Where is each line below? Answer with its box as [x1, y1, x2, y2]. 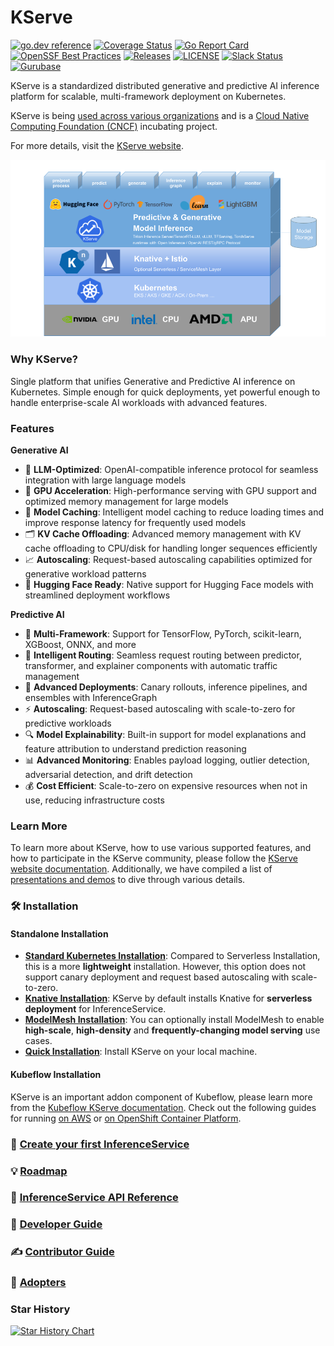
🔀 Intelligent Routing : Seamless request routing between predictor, [24, 649, 302, 661]
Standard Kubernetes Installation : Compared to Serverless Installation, [24, 950, 321, 962]
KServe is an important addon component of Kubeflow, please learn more [10, 1091, 313, 1103]
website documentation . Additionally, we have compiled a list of [10, 863, 273, 875]
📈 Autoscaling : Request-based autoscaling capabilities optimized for [24, 554, 313, 566]
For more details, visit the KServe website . [10, 139, 184, 151]
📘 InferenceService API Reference [10, 1191, 179, 1205]
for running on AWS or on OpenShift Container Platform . [10, 1112, 242, 1124]
